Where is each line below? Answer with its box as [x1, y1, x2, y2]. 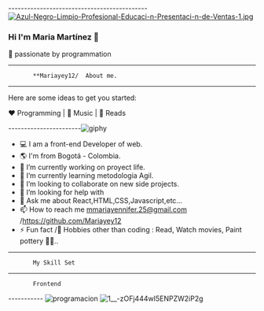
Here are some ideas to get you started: [8, 93, 137, 102]
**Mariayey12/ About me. [32, 72, 118, 80]
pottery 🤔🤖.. [19, 236, 59, 246]
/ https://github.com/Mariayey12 [19, 217, 122, 226]
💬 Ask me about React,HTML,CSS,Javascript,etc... [19, 196, 183, 205]
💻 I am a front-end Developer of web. [19, 139, 143, 149]
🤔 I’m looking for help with [19, 187, 104, 197]
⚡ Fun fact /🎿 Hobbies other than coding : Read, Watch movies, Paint [19, 225, 242, 235]
